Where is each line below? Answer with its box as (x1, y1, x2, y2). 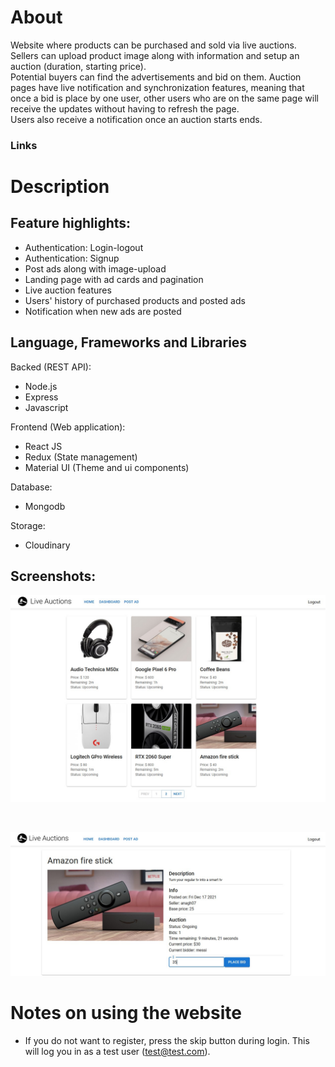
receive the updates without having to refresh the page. (10, 102, 240, 115)
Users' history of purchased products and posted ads (24, 294, 246, 306)
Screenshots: (10, 568, 97, 585)
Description (10, 176, 110, 198)
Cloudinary (24, 539, 71, 551)
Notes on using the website (10, 1001, 242, 1024)
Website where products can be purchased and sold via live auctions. (10, 39, 297, 51)
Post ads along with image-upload (24, 262, 167, 275)
